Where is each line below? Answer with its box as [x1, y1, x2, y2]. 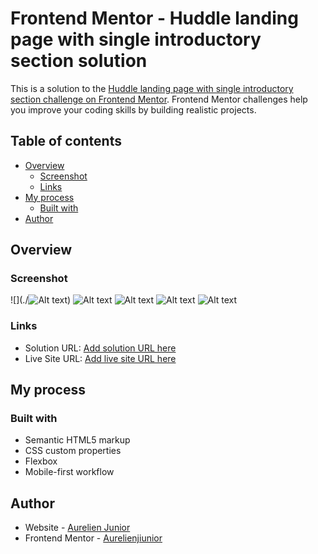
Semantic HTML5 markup [24, 434, 131, 446]
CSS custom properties [24, 445, 122, 457]
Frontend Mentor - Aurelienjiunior [24, 532, 163, 544]
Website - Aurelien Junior [24, 522, 131, 534]
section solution [10, 50, 148, 72]
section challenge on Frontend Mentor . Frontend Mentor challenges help [10, 93, 308, 105]
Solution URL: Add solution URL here [24, 342, 177, 354]
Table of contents [10, 133, 122, 150]
